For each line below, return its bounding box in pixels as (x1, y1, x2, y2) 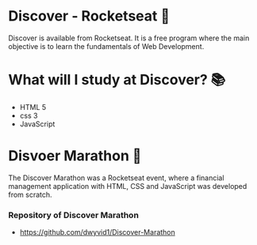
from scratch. (8, 190, 53, 199)
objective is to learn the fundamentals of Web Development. (8, 41, 205, 51)
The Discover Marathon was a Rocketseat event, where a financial (8, 173, 224, 183)
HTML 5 (19, 102, 47, 111)
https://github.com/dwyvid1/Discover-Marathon (19, 228, 176, 237)
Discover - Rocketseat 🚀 (8, 7, 171, 25)
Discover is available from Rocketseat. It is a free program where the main (8, 33, 250, 43)
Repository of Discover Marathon (8, 209, 139, 220)
